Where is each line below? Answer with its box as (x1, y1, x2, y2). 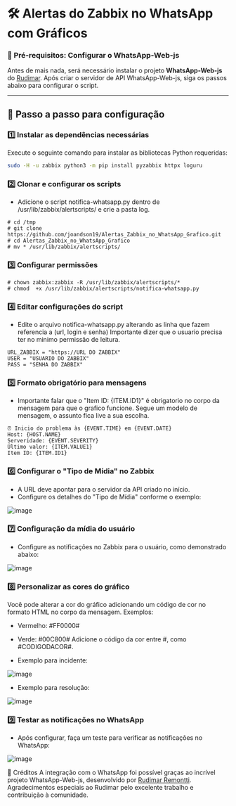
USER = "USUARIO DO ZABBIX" (7, 354, 90, 362)
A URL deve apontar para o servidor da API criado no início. (17, 485, 190, 493)
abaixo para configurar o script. (7, 82, 99, 90)
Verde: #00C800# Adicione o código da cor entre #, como (17, 635, 187, 644)
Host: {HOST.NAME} (7, 431, 61, 438)
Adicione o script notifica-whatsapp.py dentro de (17, 198, 160, 206)
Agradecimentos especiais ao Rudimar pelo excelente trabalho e (7, 783, 194, 792)
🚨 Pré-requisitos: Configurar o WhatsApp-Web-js (7, 51, 180, 60)
